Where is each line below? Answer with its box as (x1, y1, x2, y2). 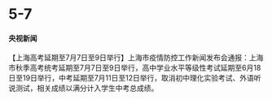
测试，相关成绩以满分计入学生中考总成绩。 (15, 83, 159, 93)
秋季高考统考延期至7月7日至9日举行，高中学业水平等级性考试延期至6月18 (15, 63, 261, 73)
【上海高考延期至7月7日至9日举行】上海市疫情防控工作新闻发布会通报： (8, 53, 250, 63)
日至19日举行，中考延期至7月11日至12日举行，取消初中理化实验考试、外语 (8, 73, 254, 83)
